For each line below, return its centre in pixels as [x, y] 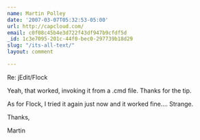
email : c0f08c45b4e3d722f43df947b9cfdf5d [67, 33]
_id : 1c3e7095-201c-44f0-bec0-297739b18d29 [70, 39]
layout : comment [30, 52]
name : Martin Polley [37, 13]
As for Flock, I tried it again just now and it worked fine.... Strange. [100, 104]
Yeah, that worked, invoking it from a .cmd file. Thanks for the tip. [99, 91]
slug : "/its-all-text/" [41, 45]
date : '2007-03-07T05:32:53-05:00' [58, 20]
